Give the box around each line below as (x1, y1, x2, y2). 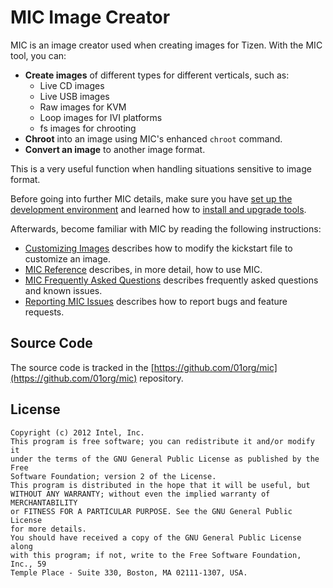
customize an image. (24, 252, 111, 265)
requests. (24, 306, 65, 318)
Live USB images (39, 90, 110, 102)
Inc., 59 (10, 559, 47, 569)
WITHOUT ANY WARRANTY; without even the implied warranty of (10, 489, 271, 499)
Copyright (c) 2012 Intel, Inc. (10, 427, 145, 438)
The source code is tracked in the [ (10, 361, 155, 373)
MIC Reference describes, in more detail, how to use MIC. (24, 263, 263, 275)
